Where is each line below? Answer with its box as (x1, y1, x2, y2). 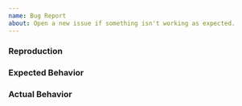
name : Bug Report (8, 11, 67, 20)
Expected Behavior (8, 67, 84, 79)
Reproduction (8, 46, 63, 57)
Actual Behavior (8, 89, 72, 100)
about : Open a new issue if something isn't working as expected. (8, 19, 236, 27)
